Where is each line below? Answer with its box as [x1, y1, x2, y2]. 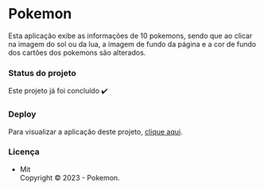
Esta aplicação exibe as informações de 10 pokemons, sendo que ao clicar [8, 31, 253, 40]
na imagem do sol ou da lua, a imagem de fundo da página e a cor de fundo [8, 39, 257, 48]
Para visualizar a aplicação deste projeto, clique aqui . [8, 127, 183, 136]
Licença [8, 146, 40, 158]
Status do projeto [8, 67, 77, 78]
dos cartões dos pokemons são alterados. [8, 47, 146, 57]
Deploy [8, 108, 37, 120]
